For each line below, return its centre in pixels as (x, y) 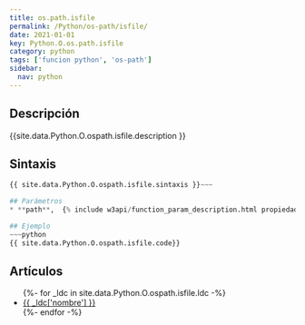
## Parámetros (36, 202)
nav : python (40, 77)
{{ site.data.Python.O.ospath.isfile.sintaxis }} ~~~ (111, 185)
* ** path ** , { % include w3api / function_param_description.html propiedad (154, 210)
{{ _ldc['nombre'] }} (59, 303)
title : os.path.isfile (52, 18)
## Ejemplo (30, 226)
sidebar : (26, 69)
